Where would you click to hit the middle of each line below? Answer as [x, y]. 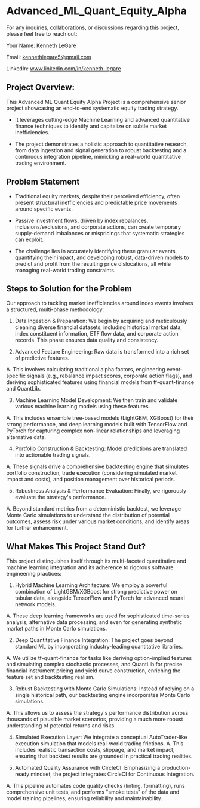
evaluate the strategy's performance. [60, 497]
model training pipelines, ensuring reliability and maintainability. [84, 798]
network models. [36, 604]
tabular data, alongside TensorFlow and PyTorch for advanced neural [100, 598]
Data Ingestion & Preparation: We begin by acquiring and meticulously [101, 321]
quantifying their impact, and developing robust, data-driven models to [102, 257]
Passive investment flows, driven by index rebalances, [81, 220]
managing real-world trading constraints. [65, 270]
